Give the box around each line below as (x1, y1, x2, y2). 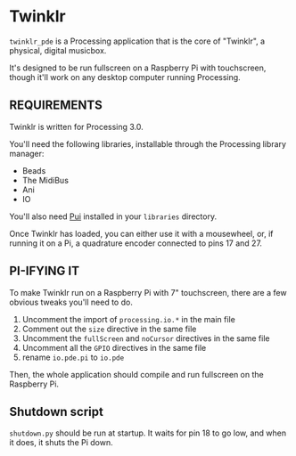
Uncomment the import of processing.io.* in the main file (21, 313, 236, 324)
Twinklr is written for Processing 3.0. (9, 121, 144, 132)
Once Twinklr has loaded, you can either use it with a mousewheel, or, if (9, 228, 274, 239)
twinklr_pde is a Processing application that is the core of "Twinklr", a (9, 36, 266, 46)
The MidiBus (21, 175, 70, 185)
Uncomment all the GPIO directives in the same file (21, 342, 207, 353)
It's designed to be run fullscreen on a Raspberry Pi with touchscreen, (9, 62, 267, 73)
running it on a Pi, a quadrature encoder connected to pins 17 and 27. (9, 238, 263, 248)
